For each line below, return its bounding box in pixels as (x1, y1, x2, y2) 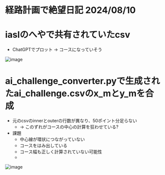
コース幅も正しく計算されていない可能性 (19, 149, 103, 155)
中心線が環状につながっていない (19, 136, 85, 142)
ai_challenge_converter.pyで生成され (5, 76, 160, 87)
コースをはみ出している (19, 143, 68, 149)
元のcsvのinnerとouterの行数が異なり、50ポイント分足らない (12, 118, 137, 124)
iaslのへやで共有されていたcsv (5, 29, 130, 40)
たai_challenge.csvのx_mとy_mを (5, 88, 145, 99)
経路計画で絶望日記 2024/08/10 (5, 4, 136, 16)
